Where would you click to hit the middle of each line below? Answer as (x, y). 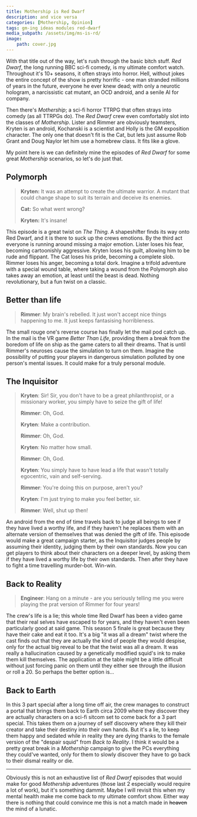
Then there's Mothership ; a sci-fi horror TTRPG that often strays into (89, 110)
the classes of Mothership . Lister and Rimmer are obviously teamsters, (91, 122)
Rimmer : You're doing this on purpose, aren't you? (81, 487)
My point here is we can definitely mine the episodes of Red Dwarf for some (98, 152)
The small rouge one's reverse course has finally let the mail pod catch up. (96, 332)
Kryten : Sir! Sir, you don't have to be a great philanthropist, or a (97, 396)
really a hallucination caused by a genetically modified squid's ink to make (96, 653)
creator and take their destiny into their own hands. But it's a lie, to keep (93, 729)
